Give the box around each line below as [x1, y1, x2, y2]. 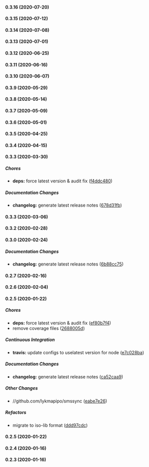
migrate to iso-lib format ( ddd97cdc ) [12, 422, 88, 428]
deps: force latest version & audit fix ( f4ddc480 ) [12, 178, 113, 184]
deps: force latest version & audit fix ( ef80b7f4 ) [12, 320, 111, 326]
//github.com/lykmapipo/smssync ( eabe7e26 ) [12, 398, 107, 404]
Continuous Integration [5, 337, 55, 343]
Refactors [5, 410, 27, 416]
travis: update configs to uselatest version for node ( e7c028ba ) [12, 349, 144, 355]
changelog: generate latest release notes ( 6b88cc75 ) [12, 261, 124, 267]
